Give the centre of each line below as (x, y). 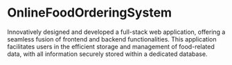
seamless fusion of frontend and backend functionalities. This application (112, 39)
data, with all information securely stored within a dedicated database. (107, 54)
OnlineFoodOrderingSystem (89, 13)
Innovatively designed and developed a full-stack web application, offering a (116, 32)
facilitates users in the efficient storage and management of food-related (111, 46)
